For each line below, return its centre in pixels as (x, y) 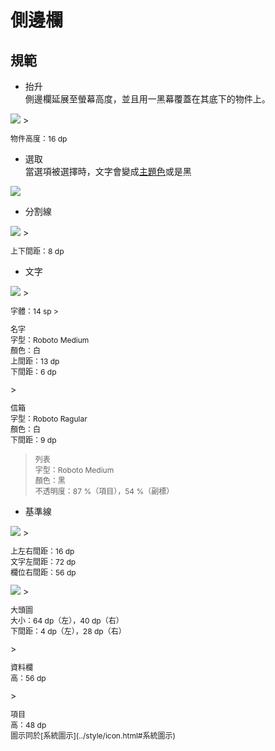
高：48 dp (28, 725)
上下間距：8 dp (37, 251)
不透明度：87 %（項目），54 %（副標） (104, 491)
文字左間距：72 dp (43, 562)
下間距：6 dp (33, 372)
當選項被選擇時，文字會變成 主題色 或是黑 (108, 171)
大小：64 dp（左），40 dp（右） (67, 621)
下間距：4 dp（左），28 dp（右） (68, 631)
